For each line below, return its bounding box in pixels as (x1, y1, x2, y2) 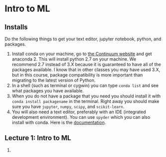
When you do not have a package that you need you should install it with (11, 93, 161, 99)
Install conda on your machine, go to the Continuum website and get (11, 51, 152, 57)
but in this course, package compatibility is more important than (11, 72, 143, 78)
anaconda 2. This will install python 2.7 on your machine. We (11, 56, 136, 62)
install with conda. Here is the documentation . (11, 120, 106, 125)
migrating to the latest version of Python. (11, 78, 95, 83)
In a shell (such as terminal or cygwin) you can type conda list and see (11, 82, 159, 88)
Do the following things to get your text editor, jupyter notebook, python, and (4, 36, 162, 42)
